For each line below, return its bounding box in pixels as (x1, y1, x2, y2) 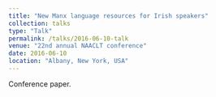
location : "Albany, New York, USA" (8, 57, 129, 65)
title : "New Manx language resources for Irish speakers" (8, 11, 209, 20)
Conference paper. (8, 78, 71, 89)
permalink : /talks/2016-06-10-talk (8, 34, 129, 43)
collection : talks (8, 19, 71, 27)
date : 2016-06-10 (8, 49, 67, 57)
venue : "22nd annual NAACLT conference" (8, 42, 148, 50)
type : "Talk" (8, 27, 53, 35)
